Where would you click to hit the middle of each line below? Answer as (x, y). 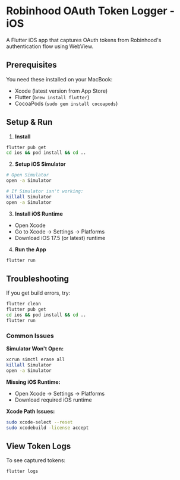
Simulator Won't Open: (35, 349)
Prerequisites (31, 65)
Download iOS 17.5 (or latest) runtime (60, 238)
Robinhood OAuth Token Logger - (91, 11)
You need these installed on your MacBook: (59, 79)
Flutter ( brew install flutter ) (52, 97)
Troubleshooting (38, 278)
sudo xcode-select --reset (40, 422)
